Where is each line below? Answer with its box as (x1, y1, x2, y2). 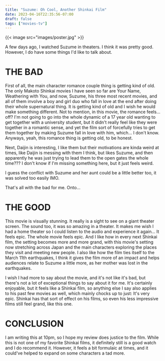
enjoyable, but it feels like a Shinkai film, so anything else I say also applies (5, 285, 157, 291)
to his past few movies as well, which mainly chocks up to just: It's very (5, 291, 150, 296)
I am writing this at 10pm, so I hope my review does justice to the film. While (5, 334, 159, 340)
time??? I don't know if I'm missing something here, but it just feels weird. (5, 161, 154, 166)
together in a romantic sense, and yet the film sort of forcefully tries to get (5, 125, 156, 131)
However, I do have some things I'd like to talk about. (5, 49, 112, 55)
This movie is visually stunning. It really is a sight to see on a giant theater (5, 218, 155, 224)
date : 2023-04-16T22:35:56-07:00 (5, 12, 74, 17)
